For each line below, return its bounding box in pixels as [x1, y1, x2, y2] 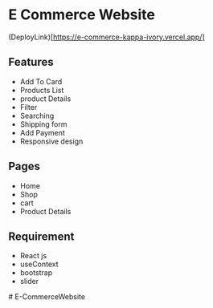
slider [19, 277, 39, 286]
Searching [19, 111, 55, 120]
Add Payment [19, 128, 66, 137]
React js [19, 251, 47, 261]
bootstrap [19, 268, 53, 278]
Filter [19, 102, 38, 111]
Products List [19, 85, 64, 95]
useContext [19, 259, 59, 269]
